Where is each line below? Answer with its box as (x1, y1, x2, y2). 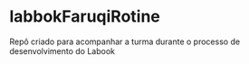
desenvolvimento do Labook (9, 45, 116, 56)
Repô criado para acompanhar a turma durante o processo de (9, 36, 241, 47)
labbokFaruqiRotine (9, 6, 161, 27)
